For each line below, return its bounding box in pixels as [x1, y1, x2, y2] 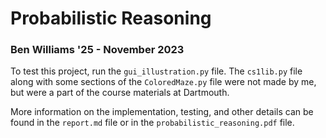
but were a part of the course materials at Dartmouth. [10, 87, 230, 99]
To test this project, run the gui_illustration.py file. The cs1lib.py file [10, 65, 303, 77]
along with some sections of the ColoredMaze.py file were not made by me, [10, 76, 317, 88]
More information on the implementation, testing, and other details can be [10, 106, 314, 118]
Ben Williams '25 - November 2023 [10, 43, 185, 57]
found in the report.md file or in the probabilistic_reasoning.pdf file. [10, 117, 295, 129]
